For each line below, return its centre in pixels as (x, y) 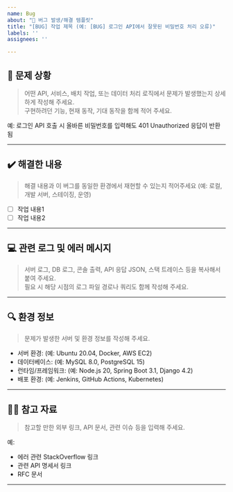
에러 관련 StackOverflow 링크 (58, 457)
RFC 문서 (30, 474)
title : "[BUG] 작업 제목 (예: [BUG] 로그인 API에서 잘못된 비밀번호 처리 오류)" (112, 26)
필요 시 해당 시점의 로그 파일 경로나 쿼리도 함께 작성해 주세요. (106, 287)
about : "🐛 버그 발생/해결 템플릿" (50, 20)
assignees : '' (28, 40)
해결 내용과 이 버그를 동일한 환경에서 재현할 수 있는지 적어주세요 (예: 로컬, (123, 185)
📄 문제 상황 (29, 75)
